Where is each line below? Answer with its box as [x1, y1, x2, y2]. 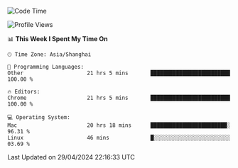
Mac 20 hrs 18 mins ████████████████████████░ [7, 122, 231, 129]
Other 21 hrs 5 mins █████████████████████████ [7, 69, 231, 77]
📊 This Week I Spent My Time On [7, 35, 108, 43]
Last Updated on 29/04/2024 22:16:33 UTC [7, 153, 135, 161]
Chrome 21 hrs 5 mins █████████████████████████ [7, 94, 231, 101]
